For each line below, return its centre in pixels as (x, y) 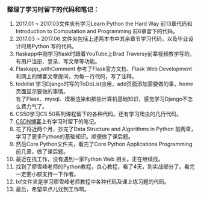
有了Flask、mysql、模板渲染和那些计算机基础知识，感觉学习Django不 (102, 99)
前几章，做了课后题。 (42, 152)
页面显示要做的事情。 (42, 91)
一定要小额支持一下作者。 (47, 174)
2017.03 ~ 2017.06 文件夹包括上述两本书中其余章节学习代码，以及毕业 (102, 39)
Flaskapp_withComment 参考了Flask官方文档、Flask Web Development (104, 69)
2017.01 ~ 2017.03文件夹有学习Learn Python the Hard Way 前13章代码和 (104, 24)
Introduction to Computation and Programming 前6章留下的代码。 (97, 31)
